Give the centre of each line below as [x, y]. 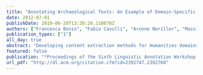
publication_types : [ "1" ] [39, 34]
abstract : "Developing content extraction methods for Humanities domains [102, 46]
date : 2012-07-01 [28, 18]
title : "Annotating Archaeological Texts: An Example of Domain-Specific [101, 12]
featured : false [27, 51]
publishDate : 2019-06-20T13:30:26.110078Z [60, 23]
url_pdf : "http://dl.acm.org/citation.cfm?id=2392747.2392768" [88, 62]
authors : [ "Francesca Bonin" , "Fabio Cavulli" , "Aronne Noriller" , [93, 29]
